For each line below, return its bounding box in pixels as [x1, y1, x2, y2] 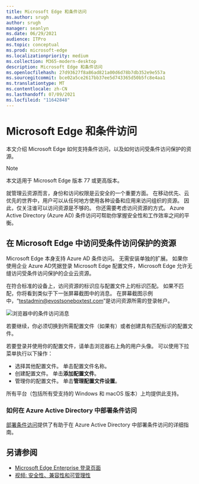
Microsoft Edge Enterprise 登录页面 [14, 464, 101, 472]
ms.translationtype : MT [6, 81, 65, 87]
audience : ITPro [6, 36, 46, 42]
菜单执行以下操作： [6, 350, 53, 357]
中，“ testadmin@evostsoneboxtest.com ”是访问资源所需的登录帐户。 [6, 298, 174, 305]
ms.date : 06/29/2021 [6, 31, 57, 37]
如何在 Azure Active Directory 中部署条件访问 [6, 406, 137, 415]
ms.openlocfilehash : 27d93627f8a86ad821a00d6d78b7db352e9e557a [6, 69, 166, 75]
